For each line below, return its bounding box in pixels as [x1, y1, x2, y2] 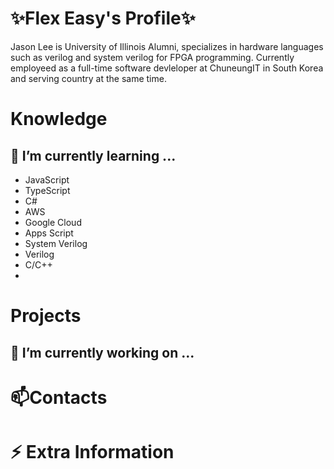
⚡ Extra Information [10, 440, 175, 463]
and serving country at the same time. [10, 72, 167, 84]
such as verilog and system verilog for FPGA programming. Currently [10, 51, 295, 63]
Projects [10, 305, 82, 327]
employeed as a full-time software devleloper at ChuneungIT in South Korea [10, 62, 324, 74]
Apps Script [24, 227, 74, 239]
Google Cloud [24, 216, 82, 228]
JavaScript [24, 173, 70, 186]
